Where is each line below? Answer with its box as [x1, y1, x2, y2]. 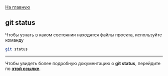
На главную [5, 4, 30, 10]
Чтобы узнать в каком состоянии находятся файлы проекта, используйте [5, 32, 162, 38]
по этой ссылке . [5, 66, 41, 72]
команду [5, 37, 24, 43]
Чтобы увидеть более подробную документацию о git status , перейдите [5, 60, 161, 66]
